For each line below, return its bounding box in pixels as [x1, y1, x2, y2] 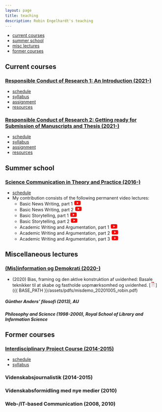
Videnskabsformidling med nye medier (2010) [5, 387, 117, 394]
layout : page [5, 8, 32, 13]
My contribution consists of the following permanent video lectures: [12, 195, 150, 201]
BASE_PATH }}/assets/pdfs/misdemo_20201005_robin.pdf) [19, 287, 138, 293]
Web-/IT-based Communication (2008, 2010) [5, 401, 116, 408]
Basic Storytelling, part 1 [19, 212, 69, 219]
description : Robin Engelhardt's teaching [5, 18, 93, 23]
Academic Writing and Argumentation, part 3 [19, 236, 110, 242]
